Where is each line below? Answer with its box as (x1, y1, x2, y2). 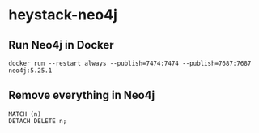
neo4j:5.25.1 (8, 66, 53, 75)
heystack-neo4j (8, 6, 117, 24)
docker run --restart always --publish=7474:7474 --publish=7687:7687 (8, 59, 252, 67)
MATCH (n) (8, 109, 42, 118)
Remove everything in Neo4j (8, 88, 155, 102)
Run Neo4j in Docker (8, 38, 115, 52)
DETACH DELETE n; (8, 117, 67, 125)
